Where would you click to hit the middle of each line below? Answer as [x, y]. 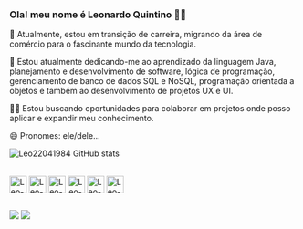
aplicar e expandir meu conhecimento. [82, 119]
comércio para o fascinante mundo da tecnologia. [103, 44]
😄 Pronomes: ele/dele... [55, 136]
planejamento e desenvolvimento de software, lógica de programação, [142, 71]
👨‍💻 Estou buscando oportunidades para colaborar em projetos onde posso [150, 109]
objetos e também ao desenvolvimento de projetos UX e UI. [121, 91]
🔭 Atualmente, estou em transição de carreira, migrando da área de [136, 35]
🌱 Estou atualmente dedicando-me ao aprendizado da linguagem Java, [143, 62]
